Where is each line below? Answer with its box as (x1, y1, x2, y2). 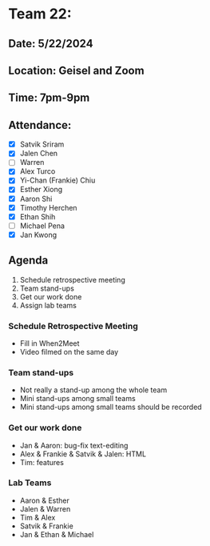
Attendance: (8, 118, 72, 132)
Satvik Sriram (19, 139, 65, 149)
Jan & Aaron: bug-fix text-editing (19, 440, 129, 450)
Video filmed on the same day (19, 347, 119, 356)
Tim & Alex (19, 512, 56, 522)
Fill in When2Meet (19, 338, 80, 348)
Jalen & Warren (19, 504, 71, 513)
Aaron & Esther (19, 496, 70, 505)
